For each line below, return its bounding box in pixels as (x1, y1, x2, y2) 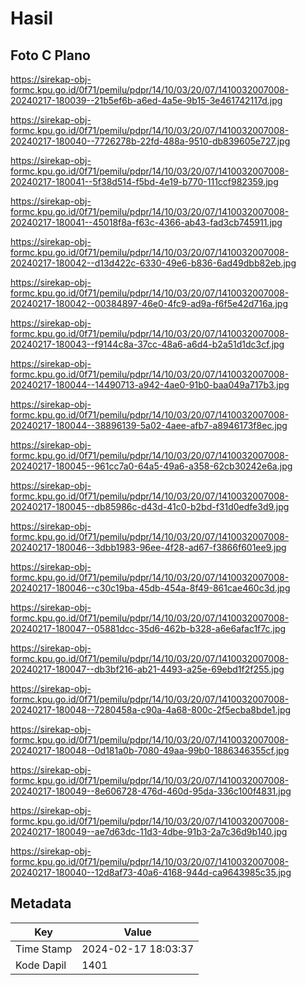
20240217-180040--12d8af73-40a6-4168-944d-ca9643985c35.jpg (10, 867, 292, 878)
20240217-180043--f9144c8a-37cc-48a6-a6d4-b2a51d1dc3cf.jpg (10, 338, 285, 350)
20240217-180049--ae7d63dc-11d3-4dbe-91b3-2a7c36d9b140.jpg (10, 826, 288, 837)
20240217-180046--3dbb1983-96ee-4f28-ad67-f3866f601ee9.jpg (10, 542, 287, 553)
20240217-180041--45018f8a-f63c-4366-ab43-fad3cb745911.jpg (10, 217, 283, 228)
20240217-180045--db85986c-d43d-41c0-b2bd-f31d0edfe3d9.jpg (10, 501, 290, 512)
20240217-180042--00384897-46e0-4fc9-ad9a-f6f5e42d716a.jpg (10, 298, 289, 309)
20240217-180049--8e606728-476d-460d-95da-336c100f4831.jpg (10, 785, 292, 797)
